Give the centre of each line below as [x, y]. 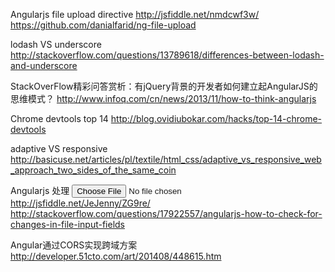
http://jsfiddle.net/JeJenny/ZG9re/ [80, 203]
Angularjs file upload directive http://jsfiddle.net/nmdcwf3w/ [135, 14]
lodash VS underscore [56, 44]
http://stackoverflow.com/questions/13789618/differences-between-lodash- [167, 55]
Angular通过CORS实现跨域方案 [74, 245]
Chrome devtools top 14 [59, 118]
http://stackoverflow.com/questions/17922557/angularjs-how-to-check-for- [166, 213]
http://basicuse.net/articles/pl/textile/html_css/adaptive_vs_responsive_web [166, 159]
